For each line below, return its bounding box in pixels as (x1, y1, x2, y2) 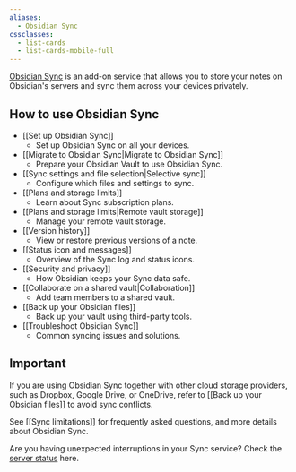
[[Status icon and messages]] (22, 244, 132, 255)
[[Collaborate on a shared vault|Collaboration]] (22, 282, 196, 293)
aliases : (9, 13, 42, 22)
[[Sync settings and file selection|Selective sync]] (22, 167, 206, 179)
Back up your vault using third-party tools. (35, 311, 193, 322)
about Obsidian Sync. (9, 425, 89, 436)
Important (9, 356, 66, 372)
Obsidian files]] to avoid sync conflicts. (9, 399, 154, 409)
